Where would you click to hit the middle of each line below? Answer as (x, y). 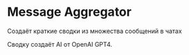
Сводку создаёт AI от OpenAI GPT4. (60, 44)
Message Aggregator (69, 12)
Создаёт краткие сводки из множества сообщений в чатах (94, 31)
